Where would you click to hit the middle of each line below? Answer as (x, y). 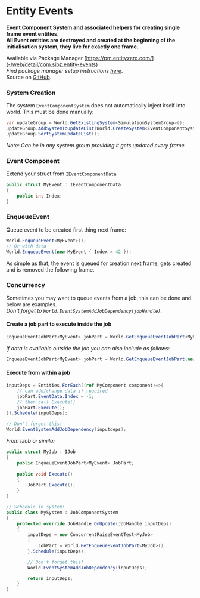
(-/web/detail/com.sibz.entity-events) (52, 64)
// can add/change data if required (62, 391)
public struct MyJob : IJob (41, 452)
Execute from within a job (38, 373)
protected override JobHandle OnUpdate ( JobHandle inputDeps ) (94, 523)
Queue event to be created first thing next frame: (66, 229)
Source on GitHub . (29, 77)
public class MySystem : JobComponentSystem (62, 512)
